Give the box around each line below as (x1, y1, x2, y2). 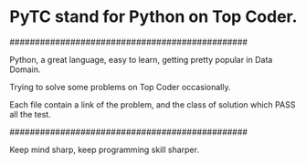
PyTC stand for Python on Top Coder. (9, 6, 298, 27)
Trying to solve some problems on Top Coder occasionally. (9, 81, 231, 92)
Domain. (9, 64, 41, 75)
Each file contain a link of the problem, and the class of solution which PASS (9, 98, 296, 110)
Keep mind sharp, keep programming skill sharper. (9, 144, 199, 155)
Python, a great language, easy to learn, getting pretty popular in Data (9, 54, 273, 65)
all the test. (9, 108, 52, 119)
